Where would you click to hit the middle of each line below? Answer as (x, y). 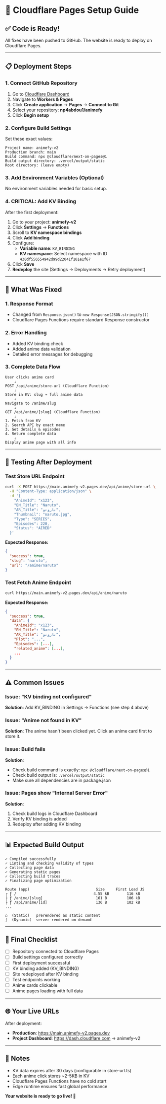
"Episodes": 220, (32, 523)
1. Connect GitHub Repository (41, 83)
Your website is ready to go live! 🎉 (41, 1096)
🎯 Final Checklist (31, 940)
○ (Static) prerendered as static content (53, 915)
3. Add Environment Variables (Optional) (55, 177)
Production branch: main (31, 152)
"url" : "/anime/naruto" (34, 565)
